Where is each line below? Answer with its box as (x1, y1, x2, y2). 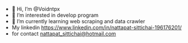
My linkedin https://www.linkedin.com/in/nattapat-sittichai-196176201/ (11, 24, 182, 31)
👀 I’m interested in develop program (11, 12, 99, 19)
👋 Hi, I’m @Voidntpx (11, 6, 60, 12)
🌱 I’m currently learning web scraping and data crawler (11, 18, 146, 24)
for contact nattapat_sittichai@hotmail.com (11, 30, 116, 37)
